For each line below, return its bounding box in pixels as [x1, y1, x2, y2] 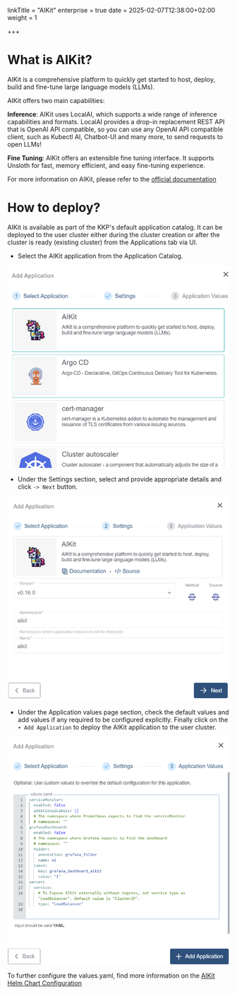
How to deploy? [7, 200, 101, 216]
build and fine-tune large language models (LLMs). [7, 83, 155, 91]
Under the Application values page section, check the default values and [17, 707, 229, 716]
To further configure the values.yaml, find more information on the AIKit [7, 971, 215, 980]
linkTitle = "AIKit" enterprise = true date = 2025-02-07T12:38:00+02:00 [7, 6, 216, 14]
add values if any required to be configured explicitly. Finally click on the [17, 715, 229, 724]
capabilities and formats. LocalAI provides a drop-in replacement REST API [7, 117, 225, 126]
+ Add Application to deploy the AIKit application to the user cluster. [17, 723, 217, 731]
